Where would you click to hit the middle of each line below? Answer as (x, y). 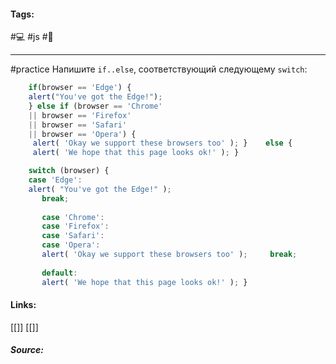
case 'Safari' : (73, 236)
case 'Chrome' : (73, 217)
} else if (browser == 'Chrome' (95, 106)
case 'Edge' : (55, 180)
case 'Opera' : (71, 245)
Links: (23, 305)
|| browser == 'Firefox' (80, 115)
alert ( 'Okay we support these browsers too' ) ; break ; (169, 255)
